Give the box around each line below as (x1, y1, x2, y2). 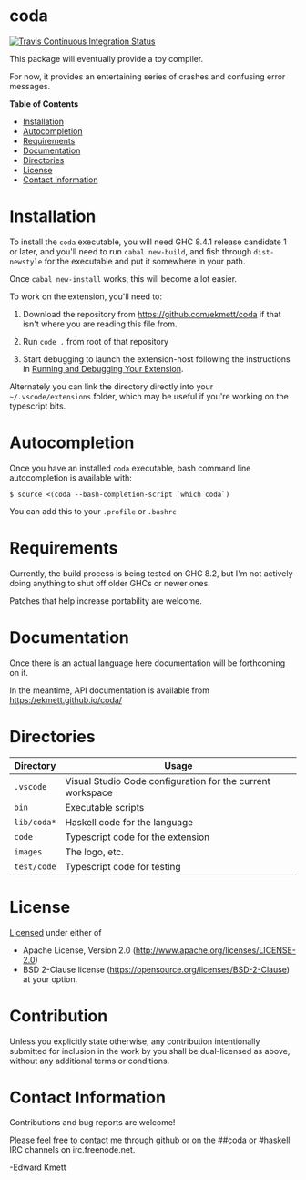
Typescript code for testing (65, 860, 181, 873)
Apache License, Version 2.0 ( (22, 945, 137, 956)
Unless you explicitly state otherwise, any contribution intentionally (9, 1036, 260, 1047)
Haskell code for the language (65, 815, 194, 828)
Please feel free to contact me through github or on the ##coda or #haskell (9, 1134, 291, 1145)
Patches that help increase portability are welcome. (9, 595, 202, 606)
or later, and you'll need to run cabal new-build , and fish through (9, 245, 252, 256)
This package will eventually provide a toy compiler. (9, 53, 204, 64)
